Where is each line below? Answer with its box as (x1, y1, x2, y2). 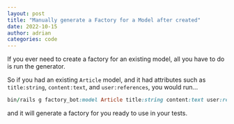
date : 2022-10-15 (7, 23, 58, 30)
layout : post (7, 10, 45, 17)
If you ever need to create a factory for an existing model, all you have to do (7, 55, 225, 63)
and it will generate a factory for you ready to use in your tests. (7, 109, 188, 117)
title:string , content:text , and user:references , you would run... (7, 83, 198, 91)
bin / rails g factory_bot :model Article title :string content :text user (7, 96, 219, 104)
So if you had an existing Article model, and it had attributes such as (7, 76, 206, 84)
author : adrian (7, 29, 52, 37)
